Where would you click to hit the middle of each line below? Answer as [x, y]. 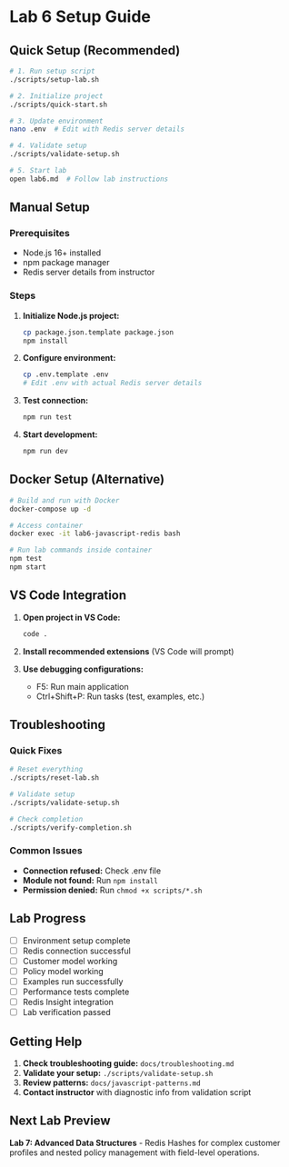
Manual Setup [50, 208]
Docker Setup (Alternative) [87, 479]
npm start [28, 567]
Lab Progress [48, 918]
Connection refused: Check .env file [92, 871]
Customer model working [70, 961]
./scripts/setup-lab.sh [55, 79]
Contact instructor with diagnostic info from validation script [137, 1092]
